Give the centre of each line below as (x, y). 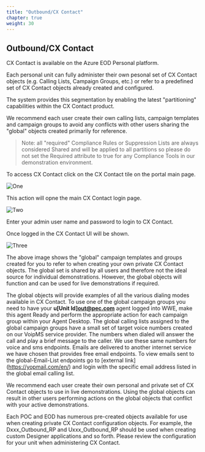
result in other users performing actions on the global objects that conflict (99, 398)
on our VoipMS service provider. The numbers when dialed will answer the (100, 334)
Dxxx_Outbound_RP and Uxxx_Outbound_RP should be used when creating (101, 430)
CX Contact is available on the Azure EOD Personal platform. (83, 63)
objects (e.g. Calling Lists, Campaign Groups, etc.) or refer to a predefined (100, 81)
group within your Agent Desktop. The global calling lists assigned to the (98, 322)
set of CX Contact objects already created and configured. (80, 88)
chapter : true (24, 18)
